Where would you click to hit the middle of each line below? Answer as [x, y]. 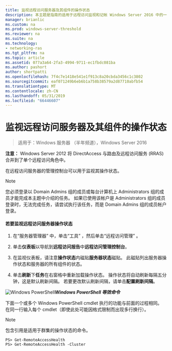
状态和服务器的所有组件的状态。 [51, 264]
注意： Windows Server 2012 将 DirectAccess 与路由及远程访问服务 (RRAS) [84, 154]
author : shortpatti [26, 72]
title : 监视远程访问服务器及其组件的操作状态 [48, 10]
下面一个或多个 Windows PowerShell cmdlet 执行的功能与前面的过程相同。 [84, 303]
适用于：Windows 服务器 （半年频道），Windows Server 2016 [82, 143]
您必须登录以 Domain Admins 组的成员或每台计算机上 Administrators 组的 [82, 192]
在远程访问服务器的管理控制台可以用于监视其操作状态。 [63, 171]
